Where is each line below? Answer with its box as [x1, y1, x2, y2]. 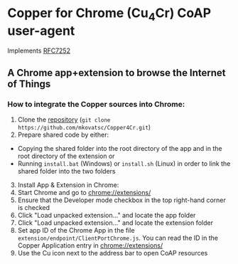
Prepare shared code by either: [17, 130, 109, 139]
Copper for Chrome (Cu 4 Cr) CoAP [7, 5, 212, 23]
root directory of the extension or [17, 152, 115, 161]
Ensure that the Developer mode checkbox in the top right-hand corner [17, 196, 226, 204]
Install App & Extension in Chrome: [17, 181, 119, 189]
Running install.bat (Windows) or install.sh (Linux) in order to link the [17, 159, 231, 168]
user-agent [7, 23, 75, 38]
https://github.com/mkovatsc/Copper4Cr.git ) [17, 123, 151, 132]
